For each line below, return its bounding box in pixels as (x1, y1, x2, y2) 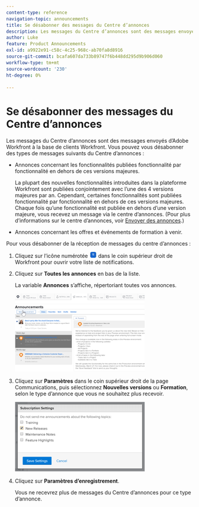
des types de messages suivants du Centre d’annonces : (6, 150, 145, 157)
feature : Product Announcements (6, 41, 86, 47)
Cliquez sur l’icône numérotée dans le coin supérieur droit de (14, 253, 173, 260)
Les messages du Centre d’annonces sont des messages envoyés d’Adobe (6, 137, 189, 144)
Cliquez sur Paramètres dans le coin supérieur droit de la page (14, 377, 169, 385)
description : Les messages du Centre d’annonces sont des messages (6, 29, 176, 34)
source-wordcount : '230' (6, 66, 68, 72)
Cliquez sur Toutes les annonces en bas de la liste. (14, 270, 140, 278)
